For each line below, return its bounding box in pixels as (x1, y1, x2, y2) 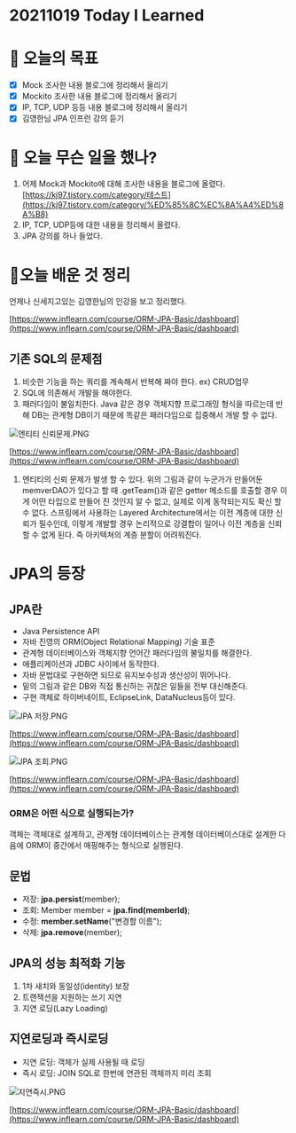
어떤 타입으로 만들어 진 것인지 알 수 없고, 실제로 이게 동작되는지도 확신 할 (31, 496, 282, 507)
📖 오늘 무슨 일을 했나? (9, 147, 158, 168)
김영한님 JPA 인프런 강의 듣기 (21, 113, 124, 124)
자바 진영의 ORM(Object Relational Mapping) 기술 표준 (21, 636, 215, 648)
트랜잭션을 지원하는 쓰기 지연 (21, 991, 122, 1003)
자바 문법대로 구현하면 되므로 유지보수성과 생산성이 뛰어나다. (21, 670, 231, 681)
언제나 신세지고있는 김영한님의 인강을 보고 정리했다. (9, 296, 187, 307)
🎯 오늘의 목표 (9, 49, 99, 69)
